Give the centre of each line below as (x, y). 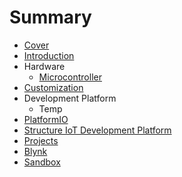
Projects (41, 140)
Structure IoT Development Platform (97, 130)
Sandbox (42, 162)
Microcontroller (70, 77)
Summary (50, 17)
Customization (53, 87)
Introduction (49, 55)
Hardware (44, 66)
